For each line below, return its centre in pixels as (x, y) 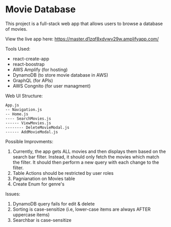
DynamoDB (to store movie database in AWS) (60, 75)
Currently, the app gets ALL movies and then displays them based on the (89, 151)
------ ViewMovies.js (28, 123)
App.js (12, 105)
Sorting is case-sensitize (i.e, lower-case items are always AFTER (82, 209)
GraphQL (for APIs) (33, 80)
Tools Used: (18, 49)
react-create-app (31, 59)
